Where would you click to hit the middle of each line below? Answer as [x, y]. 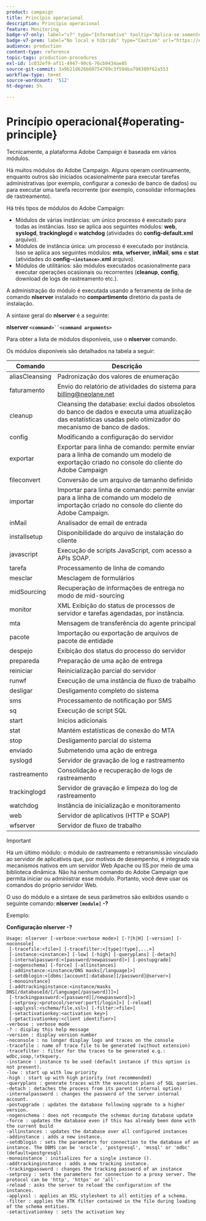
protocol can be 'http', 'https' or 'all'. [63, 1180]
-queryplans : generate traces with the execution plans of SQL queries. [103, 1083]
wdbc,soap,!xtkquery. [34, 1056]
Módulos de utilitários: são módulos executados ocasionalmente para [103, 265]
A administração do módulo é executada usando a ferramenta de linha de [99, 290]
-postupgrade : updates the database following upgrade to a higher [96, 1105]
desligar [21, 690]
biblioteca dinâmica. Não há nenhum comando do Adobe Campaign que [97, 872]
